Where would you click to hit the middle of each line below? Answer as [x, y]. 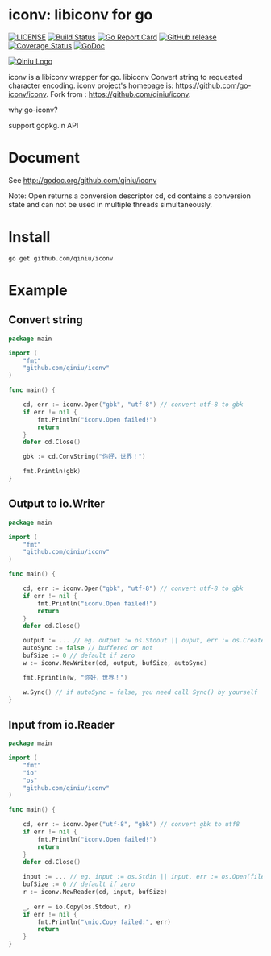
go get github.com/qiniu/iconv [61, 258]
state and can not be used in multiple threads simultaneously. [110, 204]
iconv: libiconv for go [81, 15]
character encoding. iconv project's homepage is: [91, 85]
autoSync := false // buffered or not [88, 648]
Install [29, 237]
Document [44, 158]
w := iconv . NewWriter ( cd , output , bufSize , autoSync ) [115, 663]
